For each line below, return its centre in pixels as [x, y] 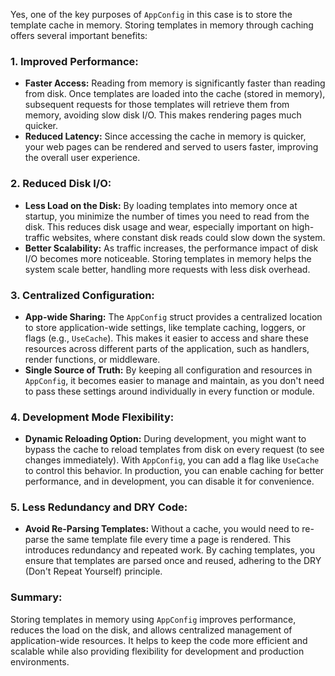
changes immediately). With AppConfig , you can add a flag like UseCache [172, 460]
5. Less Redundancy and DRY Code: [99, 507]
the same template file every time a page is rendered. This [171, 540]
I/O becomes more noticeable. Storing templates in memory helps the [168, 258]
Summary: [36, 597]
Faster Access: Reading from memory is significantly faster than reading [175, 83]
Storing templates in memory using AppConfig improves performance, [153, 619]
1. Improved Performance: [74, 61]
